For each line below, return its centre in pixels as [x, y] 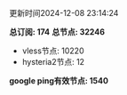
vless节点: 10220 [53, 51]
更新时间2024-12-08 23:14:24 [64, 13]
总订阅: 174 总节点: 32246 [57, 32]
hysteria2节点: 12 [53, 62]
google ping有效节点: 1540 [59, 81]
